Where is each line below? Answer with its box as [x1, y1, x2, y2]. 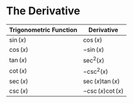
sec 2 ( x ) [83, 55, 104, 65]
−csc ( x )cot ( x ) [83, 86, 124, 95]
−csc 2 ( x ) [83, 66, 109, 76]
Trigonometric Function [9, 26, 78, 34]
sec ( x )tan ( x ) [83, 77, 120, 85]
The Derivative [6, 4, 81, 18]
